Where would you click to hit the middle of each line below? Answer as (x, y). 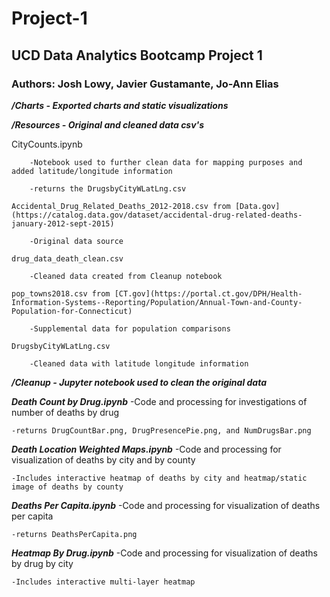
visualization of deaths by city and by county (103, 459)
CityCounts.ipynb (47, 144)
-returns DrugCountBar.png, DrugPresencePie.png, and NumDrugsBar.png (161, 430)
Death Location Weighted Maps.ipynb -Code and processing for (146, 449)
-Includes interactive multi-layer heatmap (103, 582)
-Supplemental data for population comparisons (130, 328)
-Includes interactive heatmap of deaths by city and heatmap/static (159, 478)
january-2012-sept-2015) (63, 223)
